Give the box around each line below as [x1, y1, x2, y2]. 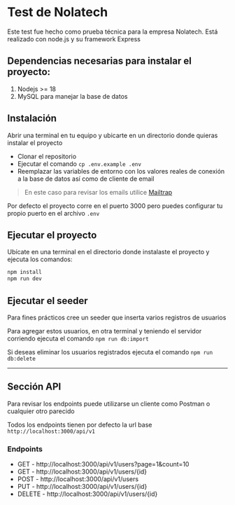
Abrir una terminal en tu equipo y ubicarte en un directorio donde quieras [7, 131, 218, 139]
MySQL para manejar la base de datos [17, 92, 128, 100]
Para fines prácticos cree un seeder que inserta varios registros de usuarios [7, 313, 227, 321]
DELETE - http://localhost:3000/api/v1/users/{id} [17, 490, 158, 498]
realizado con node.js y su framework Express [7, 34, 141, 43]
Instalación [7, 113, 57, 125]
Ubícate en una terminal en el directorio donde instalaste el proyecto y [7, 248, 210, 256]
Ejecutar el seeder [7, 295, 89, 307]
